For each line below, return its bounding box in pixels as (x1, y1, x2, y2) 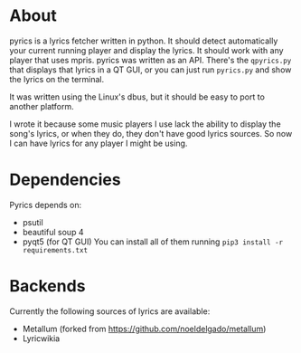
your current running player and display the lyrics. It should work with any (9, 44, 284, 55)
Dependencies (9, 169, 121, 190)
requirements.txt (22, 245, 89, 254)
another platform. (9, 100, 74, 111)
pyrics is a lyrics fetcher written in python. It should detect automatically (9, 35, 278, 46)
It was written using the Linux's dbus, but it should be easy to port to (9, 91, 265, 102)
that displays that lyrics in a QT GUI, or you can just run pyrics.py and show (9, 64, 292, 75)
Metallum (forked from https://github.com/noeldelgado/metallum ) (22, 323, 267, 334)
